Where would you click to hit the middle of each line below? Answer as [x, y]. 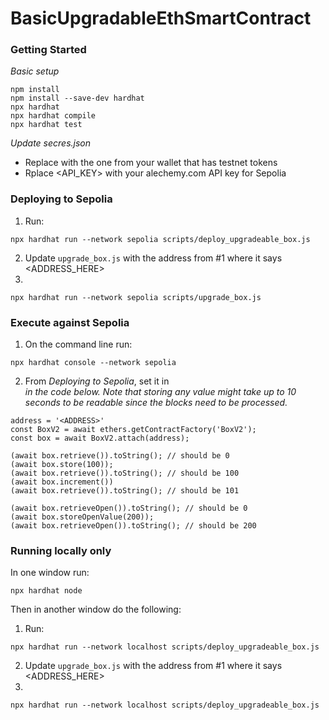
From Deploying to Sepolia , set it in [97, 381]
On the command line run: [78, 344]
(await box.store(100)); [62, 465]
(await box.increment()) [62, 482]
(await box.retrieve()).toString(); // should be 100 [125, 473]
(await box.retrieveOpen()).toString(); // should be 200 [133, 526]
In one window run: [50, 573]
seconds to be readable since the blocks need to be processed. [156, 403]
